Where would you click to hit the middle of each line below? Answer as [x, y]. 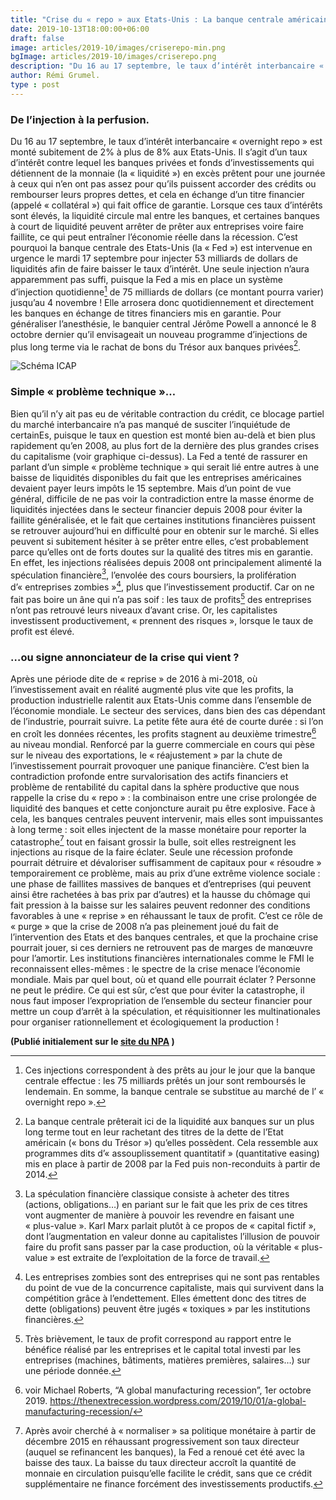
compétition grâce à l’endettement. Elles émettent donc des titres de [165, 1298]
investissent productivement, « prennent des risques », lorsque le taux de [162, 620]
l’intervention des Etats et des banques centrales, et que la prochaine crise [164, 937]
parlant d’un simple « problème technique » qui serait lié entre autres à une [165, 467]
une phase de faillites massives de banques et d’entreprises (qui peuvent [161, 884]
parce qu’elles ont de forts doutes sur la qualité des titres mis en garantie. [162, 552]
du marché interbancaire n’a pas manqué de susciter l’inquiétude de [150, 424]
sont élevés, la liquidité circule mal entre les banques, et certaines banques [165, 216]
